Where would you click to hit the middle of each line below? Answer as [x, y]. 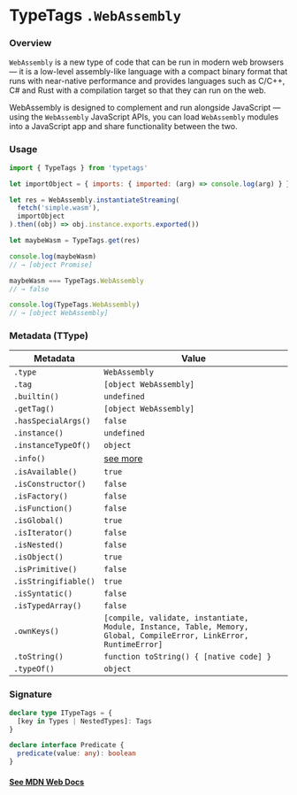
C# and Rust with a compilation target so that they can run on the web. [138, 90]
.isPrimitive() [46, 569]
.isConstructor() [50, 484]
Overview [30, 43]
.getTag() [34, 409]
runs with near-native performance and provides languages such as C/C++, [147, 81]
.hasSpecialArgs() [52, 421]
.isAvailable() [46, 472]
